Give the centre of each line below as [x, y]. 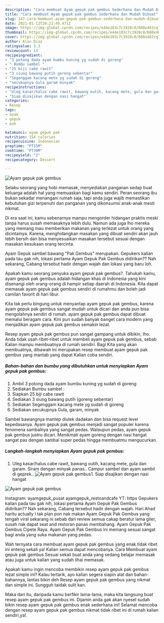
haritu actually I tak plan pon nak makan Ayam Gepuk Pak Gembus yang [77, 514]
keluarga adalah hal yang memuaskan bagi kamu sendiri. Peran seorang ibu [81, 193]
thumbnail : [16, 32]
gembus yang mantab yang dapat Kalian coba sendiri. [59, 355]
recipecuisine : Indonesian [32, 142]
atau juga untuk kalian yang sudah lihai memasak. [55, 560]
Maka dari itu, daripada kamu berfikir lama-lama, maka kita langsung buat [79, 594]
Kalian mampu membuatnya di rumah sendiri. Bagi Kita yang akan [71, 344]
